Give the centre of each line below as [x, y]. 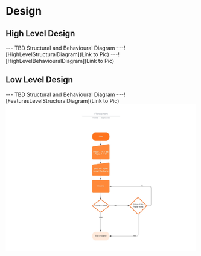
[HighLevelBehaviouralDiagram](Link [51, 61]
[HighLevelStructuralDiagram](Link [49, 54]
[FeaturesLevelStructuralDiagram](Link [54, 100]
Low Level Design [40, 80]
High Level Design [40, 34]
